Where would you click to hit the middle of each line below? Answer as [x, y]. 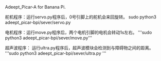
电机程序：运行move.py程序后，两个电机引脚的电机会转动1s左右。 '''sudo [79, 32]
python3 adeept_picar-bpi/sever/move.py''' [49, 38]
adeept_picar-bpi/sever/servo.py [38, 22]
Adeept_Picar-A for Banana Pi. [36, 7]
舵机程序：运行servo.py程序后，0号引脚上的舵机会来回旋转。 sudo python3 [81, 17]
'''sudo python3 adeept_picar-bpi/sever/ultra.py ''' [56, 53]
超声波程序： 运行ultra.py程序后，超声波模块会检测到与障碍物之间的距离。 [79, 48]
